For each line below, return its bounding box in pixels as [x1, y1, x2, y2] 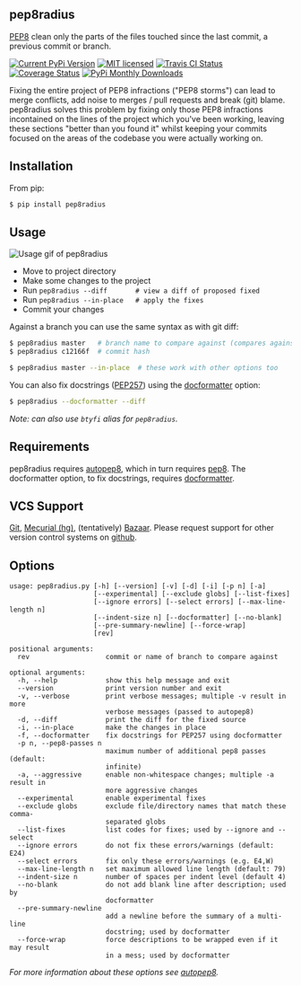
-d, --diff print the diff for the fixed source [17, 716, 246, 725]
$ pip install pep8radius [9, 199, 106, 209]
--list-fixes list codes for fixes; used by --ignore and [17, 825, 275, 834]
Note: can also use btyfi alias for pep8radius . [9, 413, 178, 424]
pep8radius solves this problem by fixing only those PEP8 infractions [9, 103, 263, 115]
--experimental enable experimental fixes [17, 794, 206, 803]
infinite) [105, 762, 142, 771]
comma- [9, 810, 34, 819]
